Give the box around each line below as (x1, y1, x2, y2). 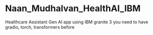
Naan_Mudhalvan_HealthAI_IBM (5, 3, 141, 14)
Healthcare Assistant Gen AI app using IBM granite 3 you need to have (5, 19, 149, 25)
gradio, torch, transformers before (5, 24, 75, 30)
